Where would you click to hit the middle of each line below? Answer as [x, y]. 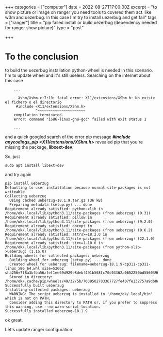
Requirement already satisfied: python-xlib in [54, 209]
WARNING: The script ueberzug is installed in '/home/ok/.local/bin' [81, 294]
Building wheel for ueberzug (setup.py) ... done [60, 260]
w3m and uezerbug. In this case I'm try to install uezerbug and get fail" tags [81, 17]
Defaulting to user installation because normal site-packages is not [78, 187]
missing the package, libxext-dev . [39, 147]
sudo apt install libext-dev [34, 165]
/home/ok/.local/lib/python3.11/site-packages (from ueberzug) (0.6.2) [79, 230]
